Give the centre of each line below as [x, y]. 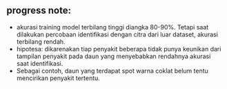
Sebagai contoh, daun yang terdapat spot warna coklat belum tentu [112, 71]
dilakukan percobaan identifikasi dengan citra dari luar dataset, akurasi [117, 34]
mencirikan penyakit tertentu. [58, 78]
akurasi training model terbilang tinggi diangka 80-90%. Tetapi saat [112, 27]
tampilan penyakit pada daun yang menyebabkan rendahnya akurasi [113, 56]
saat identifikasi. [40, 63]
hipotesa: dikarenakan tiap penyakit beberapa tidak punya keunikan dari [119, 49]
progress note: [39, 11]
